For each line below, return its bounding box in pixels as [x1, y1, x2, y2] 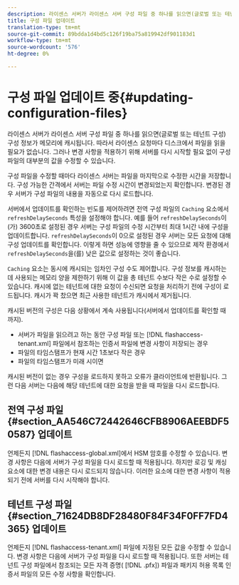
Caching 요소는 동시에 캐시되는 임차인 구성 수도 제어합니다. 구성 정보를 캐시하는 [7, 264, 227, 273]
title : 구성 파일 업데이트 [7, 17, 75, 24]
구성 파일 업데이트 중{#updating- [7, 90, 194, 106]
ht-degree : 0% [7, 51, 50, 58]
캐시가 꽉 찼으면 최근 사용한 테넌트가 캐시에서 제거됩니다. [33, 290, 192, 300]
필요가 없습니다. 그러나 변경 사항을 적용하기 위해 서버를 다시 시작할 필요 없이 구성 [7, 147, 231, 156]
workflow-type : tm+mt [7, 37, 72, 44]
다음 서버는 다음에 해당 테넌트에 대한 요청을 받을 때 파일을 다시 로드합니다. [14, 381, 220, 390]
